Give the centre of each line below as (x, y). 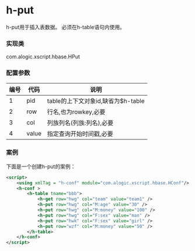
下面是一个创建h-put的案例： (41, 166)
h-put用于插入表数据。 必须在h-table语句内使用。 (66, 27)
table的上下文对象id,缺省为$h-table (96, 101)
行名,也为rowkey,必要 (76, 111)
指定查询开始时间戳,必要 (80, 134)
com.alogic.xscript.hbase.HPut (43, 57)
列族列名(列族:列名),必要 (80, 123)
